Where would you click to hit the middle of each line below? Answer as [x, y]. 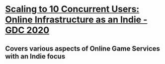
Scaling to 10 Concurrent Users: [72, 9]
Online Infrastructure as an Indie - [76, 20]
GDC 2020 [27, 30]
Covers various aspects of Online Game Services [83, 48]
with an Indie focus [35, 56]
